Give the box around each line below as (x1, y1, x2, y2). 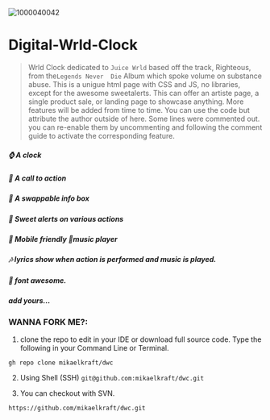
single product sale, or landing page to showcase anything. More (27, 97, 244, 106)
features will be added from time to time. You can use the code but (27, 105, 250, 114)
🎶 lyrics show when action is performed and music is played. (8, 255, 217, 264)
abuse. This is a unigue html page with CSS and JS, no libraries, (27, 79, 241, 89)
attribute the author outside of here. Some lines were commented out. (27, 114, 260, 123)
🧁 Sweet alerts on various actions (8, 214, 124, 223)
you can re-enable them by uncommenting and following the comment (27, 122, 263, 132)
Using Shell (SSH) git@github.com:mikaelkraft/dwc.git (19, 372, 204, 382)
